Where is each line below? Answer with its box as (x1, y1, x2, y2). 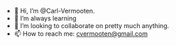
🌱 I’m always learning (13, 14, 77, 22)
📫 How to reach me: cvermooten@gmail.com (13, 30, 148, 38)
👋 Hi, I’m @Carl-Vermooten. (13, 7, 95, 15)
